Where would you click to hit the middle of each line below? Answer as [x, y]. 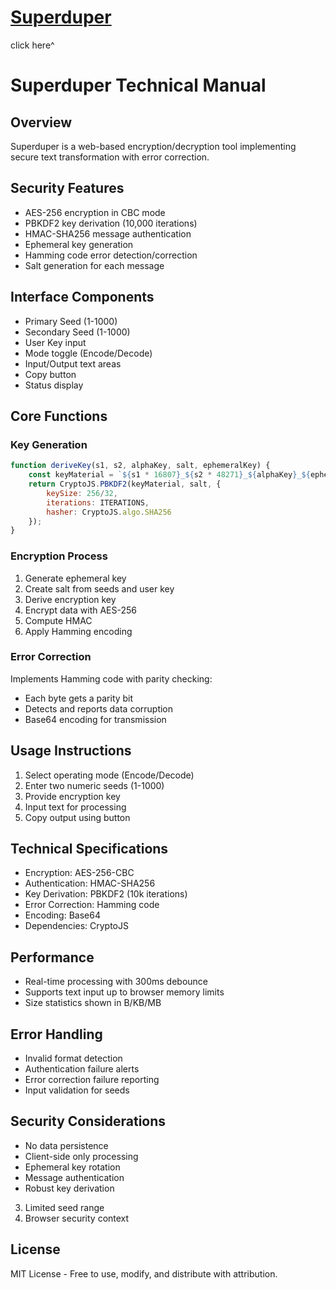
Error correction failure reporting [92, 1080]
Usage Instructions [71, 751]
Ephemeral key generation [79, 244]
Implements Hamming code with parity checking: [111, 678]
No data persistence [66, 1145]
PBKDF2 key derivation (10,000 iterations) [111, 223]
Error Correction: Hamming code [92, 905]
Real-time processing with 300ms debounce [116, 982]
